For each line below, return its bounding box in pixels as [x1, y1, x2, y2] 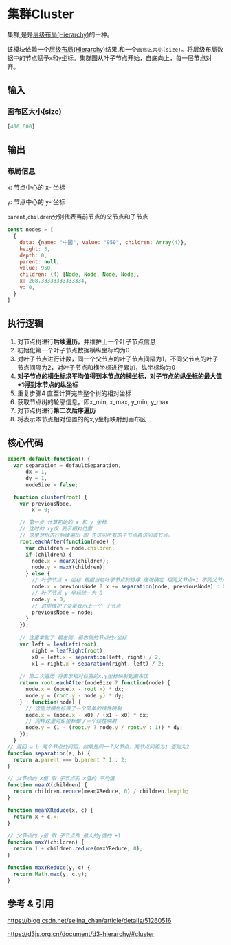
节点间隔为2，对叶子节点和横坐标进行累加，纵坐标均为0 [16, 363, 176, 371]
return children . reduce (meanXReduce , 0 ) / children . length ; [13, 788, 189, 795]
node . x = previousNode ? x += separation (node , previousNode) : [32, 584, 220, 590]
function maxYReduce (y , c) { [7, 864, 91, 871]
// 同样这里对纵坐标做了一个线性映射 [25, 718, 117, 725]
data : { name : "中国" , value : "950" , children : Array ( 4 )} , [19, 239, 187, 246]
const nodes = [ [7, 226, 54, 233]
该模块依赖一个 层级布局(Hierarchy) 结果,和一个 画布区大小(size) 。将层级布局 [7, 45, 218, 53]
